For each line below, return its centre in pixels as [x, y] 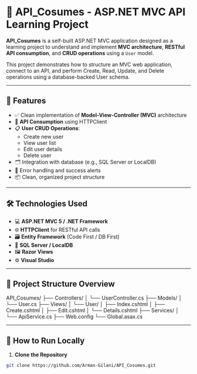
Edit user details [43, 149]
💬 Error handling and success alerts [57, 170]
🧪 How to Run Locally [45, 340]
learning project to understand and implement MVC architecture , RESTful [96, 47]
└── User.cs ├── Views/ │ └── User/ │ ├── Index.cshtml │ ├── [86, 304]
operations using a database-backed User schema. [68, 77]
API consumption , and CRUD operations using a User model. [80, 53]
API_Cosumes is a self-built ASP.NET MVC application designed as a [89, 40]
